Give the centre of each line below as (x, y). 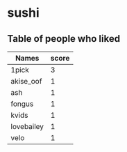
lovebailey (27, 127)
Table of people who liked (63, 39)
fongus (22, 104)
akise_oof (26, 81)
